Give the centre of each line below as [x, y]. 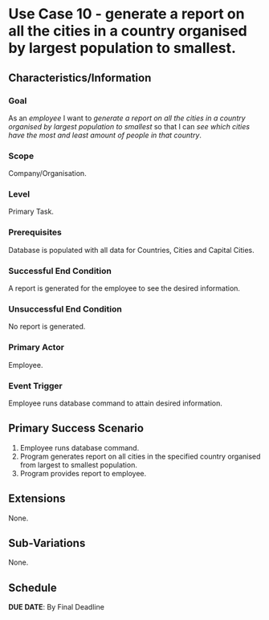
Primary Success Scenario [76, 428]
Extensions [37, 499]
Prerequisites [35, 232]
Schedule [33, 587]
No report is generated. [47, 327]
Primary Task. [31, 212]
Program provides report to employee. [83, 473]
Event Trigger [35, 385]
